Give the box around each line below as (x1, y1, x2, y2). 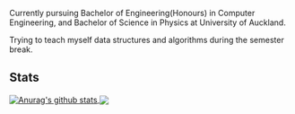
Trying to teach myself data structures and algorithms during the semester (9, 35, 284, 45)
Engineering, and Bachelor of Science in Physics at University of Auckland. (9, 17, 287, 28)
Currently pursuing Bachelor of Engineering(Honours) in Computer (9, 8, 256, 18)
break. (9, 44, 33, 55)
